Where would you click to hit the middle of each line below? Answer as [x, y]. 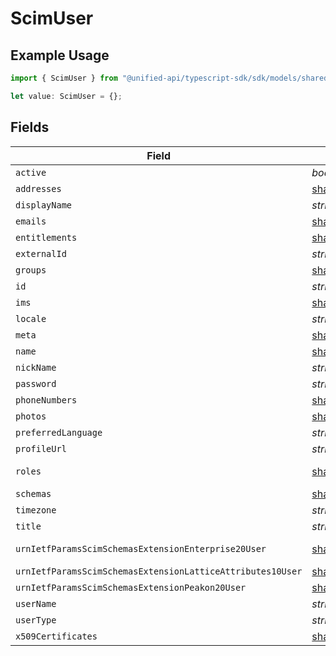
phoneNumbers [46, 400]
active [31, 172]
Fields [30, 127]
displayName [44, 205]
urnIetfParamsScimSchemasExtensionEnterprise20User [141, 548]
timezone [36, 510]
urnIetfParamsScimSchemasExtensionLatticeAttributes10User [159, 571]
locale [31, 318]
